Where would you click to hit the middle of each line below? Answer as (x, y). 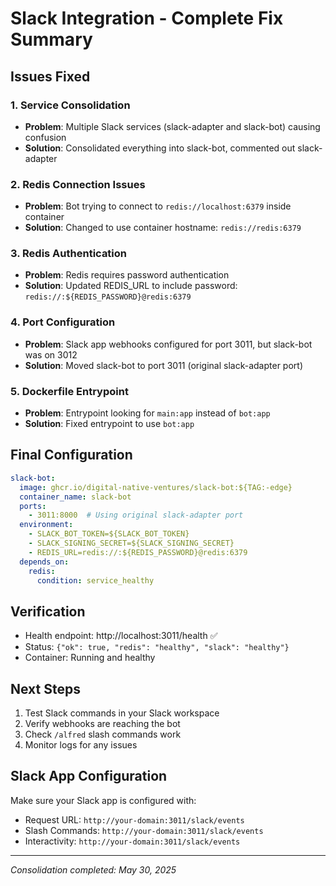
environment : (46, 525)
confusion (45, 137)
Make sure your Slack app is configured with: (103, 800)
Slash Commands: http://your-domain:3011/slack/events (144, 830)
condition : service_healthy (95, 580)
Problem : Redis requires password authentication (127, 275)
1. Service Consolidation (70, 105)
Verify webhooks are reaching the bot (102, 723)
